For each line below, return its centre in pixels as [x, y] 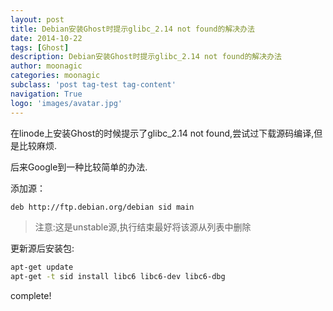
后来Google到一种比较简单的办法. [79, 167]
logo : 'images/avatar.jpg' [66, 103]
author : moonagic [46, 66]
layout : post [37, 19]
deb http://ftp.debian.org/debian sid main [102, 207]
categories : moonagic [55, 76]
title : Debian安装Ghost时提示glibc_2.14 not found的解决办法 [132, 29]
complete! [31, 296]
